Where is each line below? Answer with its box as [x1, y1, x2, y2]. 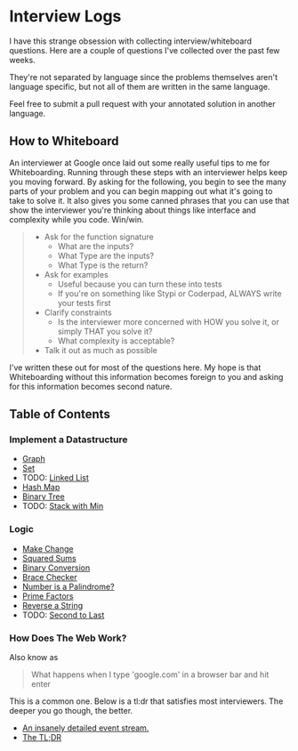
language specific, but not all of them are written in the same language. [9, 81, 270, 92]
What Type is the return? [57, 260, 149, 271]
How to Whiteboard [9, 133, 119, 149]
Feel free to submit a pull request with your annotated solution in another [9, 98, 276, 109]
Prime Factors [21, 590, 74, 602]
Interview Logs [9, 6, 122, 27]
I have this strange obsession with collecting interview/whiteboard [9, 36, 252, 46]
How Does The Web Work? [9, 632, 127, 644]
